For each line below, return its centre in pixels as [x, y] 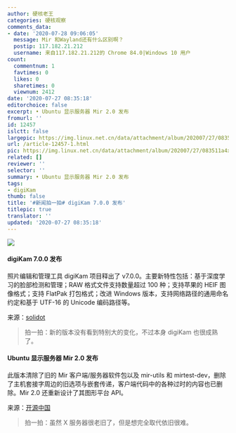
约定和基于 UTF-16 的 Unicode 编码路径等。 [71, 302]
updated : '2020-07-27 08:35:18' [54, 222]
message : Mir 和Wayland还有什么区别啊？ [69, 40]
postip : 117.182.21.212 [48, 46]
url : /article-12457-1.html [48, 145]
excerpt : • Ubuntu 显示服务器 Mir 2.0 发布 [68, 112]
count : [17, 60]
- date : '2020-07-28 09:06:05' [53, 33]
